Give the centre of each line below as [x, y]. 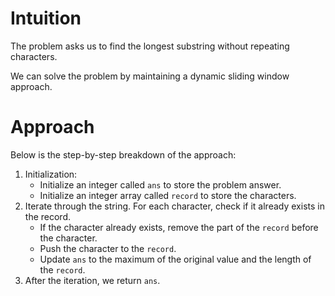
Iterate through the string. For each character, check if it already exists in [174, 206]
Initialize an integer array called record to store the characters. [168, 195]
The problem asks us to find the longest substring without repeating [150, 46]
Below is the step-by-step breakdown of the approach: [123, 154]
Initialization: [51, 174]
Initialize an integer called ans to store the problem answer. [160, 184]
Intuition [46, 18]
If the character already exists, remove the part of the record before [179, 227]
